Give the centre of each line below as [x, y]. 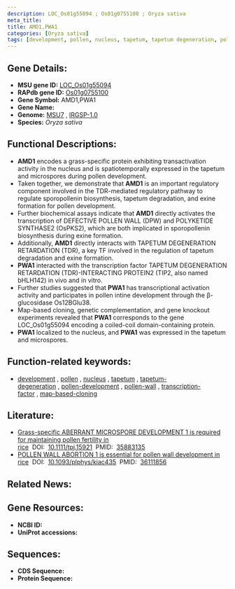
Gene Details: [37, 68]
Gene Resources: [45, 508]
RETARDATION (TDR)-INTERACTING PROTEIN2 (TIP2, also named [113, 272]
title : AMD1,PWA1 [33, 27]
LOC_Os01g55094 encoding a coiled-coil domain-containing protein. [116, 325]
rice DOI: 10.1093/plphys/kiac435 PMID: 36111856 [92, 462]
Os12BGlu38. [73, 303]
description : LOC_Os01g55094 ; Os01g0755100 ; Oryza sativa [97, 14]
